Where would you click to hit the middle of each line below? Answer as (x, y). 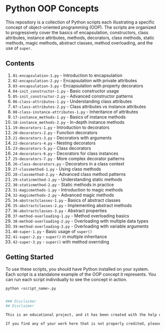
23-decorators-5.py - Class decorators (52, 148)
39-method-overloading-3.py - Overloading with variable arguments (81, 226)
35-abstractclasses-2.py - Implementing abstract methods (72, 205)
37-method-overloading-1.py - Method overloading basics (71, 215)
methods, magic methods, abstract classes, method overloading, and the (79, 43)
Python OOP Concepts (52, 9)
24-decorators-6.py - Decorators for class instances (65, 153)
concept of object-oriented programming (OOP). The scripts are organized (81, 27)
